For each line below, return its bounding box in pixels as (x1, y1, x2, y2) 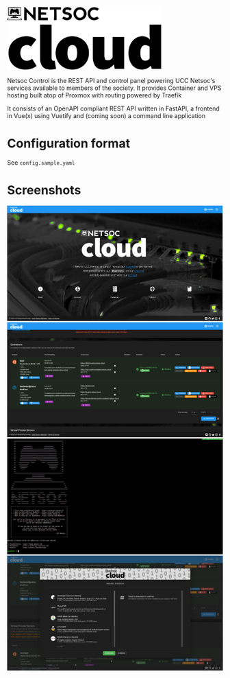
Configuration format (7, 136, 131, 152)
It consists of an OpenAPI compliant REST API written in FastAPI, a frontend (7, 104, 220, 113)
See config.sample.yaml (7, 159, 75, 167)
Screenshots (7, 183, 81, 198)
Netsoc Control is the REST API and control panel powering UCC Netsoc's (7, 77, 216, 85)
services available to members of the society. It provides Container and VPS (7, 84, 222, 92)
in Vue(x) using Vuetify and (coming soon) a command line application (7, 112, 206, 120)
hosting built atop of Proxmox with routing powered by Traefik (7, 91, 182, 100)
